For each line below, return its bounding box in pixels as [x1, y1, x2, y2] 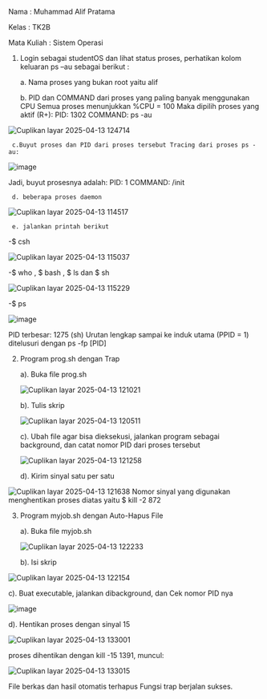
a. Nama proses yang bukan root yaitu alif [19, 78, 159, 87]
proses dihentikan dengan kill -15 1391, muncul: [8, 651, 164, 660]
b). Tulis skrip [19, 401, 66, 410]
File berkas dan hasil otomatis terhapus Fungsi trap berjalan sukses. [8, 681, 233, 691]
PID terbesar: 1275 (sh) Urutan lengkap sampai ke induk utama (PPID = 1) [8, 330, 249, 339]
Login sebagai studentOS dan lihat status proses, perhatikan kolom [19, 54, 242, 63]
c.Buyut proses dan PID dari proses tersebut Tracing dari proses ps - [11, 141, 257, 149]
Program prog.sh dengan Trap [19, 354, 120, 363]
